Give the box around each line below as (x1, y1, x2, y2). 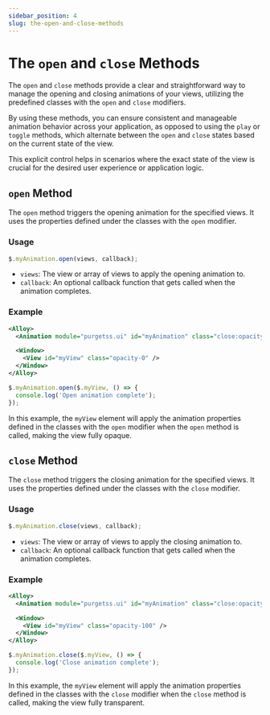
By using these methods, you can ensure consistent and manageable (8, 114, 237, 123)
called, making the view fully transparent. (8, 697, 145, 707)
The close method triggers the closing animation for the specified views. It (8, 475, 255, 485)
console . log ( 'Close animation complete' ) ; (15, 659, 160, 667)
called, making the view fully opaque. (8, 430, 133, 440)
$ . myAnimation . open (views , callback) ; (8, 254, 138, 262)
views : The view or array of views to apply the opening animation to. (19, 269, 246, 279)
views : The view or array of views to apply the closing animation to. (19, 536, 243, 546)
